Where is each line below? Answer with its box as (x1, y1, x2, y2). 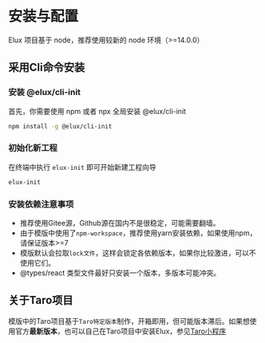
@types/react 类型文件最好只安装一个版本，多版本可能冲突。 (19, 268, 221, 278)
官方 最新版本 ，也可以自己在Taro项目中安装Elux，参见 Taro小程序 (14, 326, 227, 336)
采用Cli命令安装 (8, 61, 85, 74)
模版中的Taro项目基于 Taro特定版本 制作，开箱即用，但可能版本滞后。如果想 (8, 316, 250, 325)
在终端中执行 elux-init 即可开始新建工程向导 (8, 162, 157, 171)
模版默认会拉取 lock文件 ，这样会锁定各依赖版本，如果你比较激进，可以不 (19, 248, 257, 258)
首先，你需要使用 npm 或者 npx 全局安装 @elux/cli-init (8, 106, 186, 116)
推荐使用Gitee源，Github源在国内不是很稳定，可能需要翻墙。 (19, 218, 220, 227)
